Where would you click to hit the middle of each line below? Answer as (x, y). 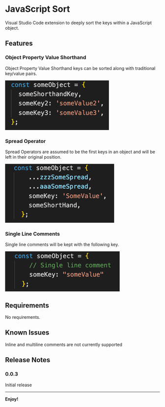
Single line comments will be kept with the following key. (62, 244)
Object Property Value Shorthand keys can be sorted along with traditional (80, 68)
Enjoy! (12, 399)
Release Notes (28, 360)
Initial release (18, 385)
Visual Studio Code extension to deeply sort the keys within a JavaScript (79, 23)
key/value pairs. (21, 73)
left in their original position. (33, 157)
